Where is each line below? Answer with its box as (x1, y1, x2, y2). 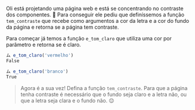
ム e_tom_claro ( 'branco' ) (6, 68, 69, 74)
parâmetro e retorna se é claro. (6, 41, 81, 48)
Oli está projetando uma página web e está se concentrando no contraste (6, 5, 184, 12)
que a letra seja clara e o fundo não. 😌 (20, 97, 114, 104)
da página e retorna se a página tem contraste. (6, 23, 119, 30)
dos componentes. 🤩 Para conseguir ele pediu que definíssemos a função (6, 11, 184, 18)
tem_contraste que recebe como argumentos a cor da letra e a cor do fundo (6, 18, 189, 24)
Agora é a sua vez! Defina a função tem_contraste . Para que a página (20, 84, 188, 91)
